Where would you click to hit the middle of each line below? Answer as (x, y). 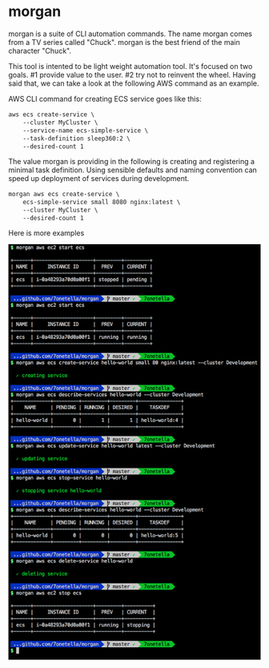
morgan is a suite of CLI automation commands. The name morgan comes (130, 34)
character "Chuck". (40, 50)
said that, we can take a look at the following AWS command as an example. (134, 83)
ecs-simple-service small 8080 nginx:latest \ (102, 202)
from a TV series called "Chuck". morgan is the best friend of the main (124, 42)
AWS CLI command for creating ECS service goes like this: (105, 99)
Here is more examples (46, 233)
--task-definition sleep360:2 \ (76, 139)
